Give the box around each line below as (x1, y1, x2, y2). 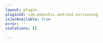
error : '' (5, 21, 26, 26)
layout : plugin (5, 7, 37, 12)
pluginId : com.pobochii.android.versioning (5, 12, 98, 17)
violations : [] (5, 26, 37, 31)
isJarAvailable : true (5, 16, 51, 21)
